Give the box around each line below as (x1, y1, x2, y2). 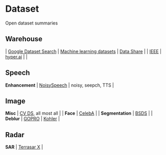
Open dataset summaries (5, 20, 58, 26)
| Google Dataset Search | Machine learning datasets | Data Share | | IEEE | (5, 48, 161, 54)
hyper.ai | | (5, 54, 28, 60)
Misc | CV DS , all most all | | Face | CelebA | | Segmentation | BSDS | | (5, 110, 153, 116)
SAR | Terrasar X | (5, 144, 43, 150)
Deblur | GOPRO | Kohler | (5, 116, 60, 122)
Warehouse (5, 35, 43, 43)
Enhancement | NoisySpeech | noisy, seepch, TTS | (5, 82, 114, 88)
